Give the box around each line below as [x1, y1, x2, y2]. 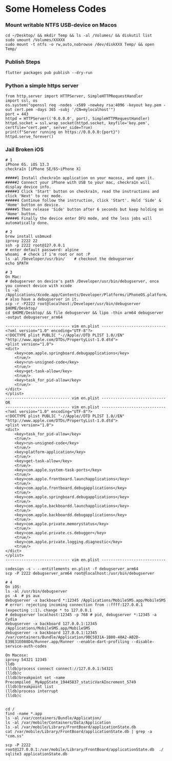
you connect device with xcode [5, 283, 72, 289]
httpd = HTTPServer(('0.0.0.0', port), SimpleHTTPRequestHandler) [5, 116, 150, 121]
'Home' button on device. [5, 202, 60, 208]
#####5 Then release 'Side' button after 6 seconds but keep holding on [5, 207, 164, 212]
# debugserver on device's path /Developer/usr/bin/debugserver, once [5, 279, 159, 284]
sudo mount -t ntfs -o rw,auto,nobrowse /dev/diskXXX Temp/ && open [5, 42, 155, 47]
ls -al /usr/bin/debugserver [5, 589, 68, 594]
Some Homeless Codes [5, 3, 106, 15]
